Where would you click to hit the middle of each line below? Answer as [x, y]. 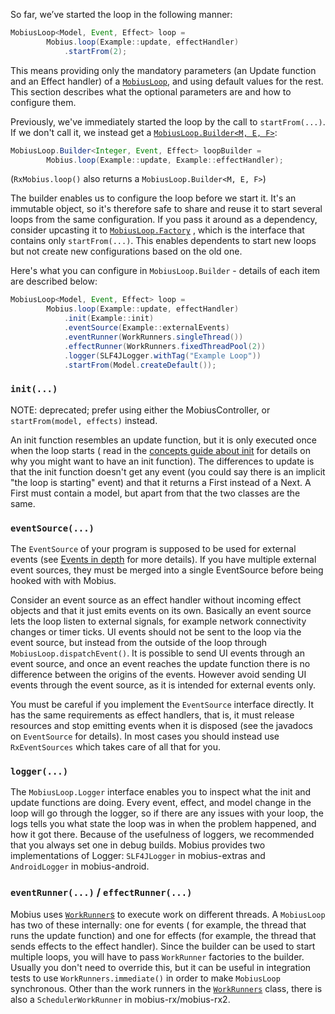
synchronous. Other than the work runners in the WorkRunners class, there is [166, 988]
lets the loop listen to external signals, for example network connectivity [158, 621]
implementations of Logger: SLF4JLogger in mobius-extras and [138, 856]
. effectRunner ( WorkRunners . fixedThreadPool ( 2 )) [165, 346]
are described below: [54, 281]
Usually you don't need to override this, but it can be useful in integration [161, 967]
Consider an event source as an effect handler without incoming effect [156, 600]
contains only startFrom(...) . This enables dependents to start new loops [163, 241]
